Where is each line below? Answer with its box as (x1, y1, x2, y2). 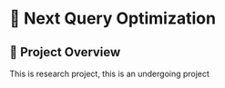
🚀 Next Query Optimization (9, 8, 217, 29)
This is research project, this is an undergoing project (9, 68, 210, 79)
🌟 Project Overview (9, 44, 121, 60)
